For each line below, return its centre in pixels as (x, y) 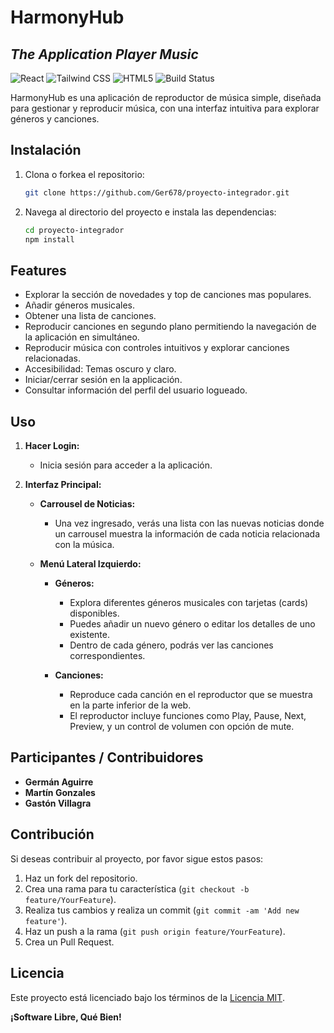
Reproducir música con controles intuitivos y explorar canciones (157, 348)
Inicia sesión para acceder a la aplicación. (126, 465)
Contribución (52, 834)
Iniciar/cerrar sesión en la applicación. (103, 380)
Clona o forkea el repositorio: (84, 174)
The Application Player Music (104, 54)
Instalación (46, 150)
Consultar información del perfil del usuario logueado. (136, 390)
